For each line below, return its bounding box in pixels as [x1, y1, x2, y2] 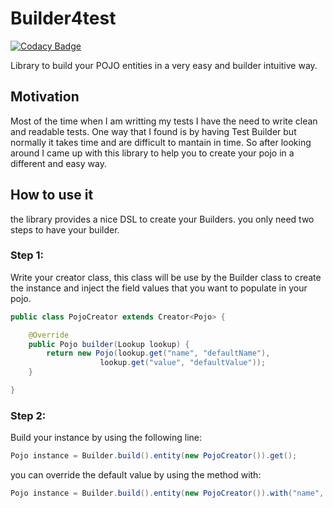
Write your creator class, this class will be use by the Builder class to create [10, 271, 322, 283]
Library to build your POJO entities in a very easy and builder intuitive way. [10, 59, 318, 71]
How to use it [10, 187, 94, 204]
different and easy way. [10, 157, 107, 169]
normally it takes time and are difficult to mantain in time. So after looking [10, 136, 312, 148]
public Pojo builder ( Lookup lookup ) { [28, 339, 190, 349]
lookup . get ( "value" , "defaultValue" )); [99, 358, 267, 368]
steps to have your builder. [10, 223, 120, 236]
